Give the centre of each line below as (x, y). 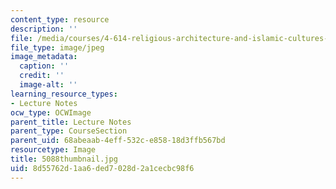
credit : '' (42, 76)
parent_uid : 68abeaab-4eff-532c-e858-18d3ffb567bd (118, 141)
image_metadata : (44, 57)
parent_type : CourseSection (69, 131)
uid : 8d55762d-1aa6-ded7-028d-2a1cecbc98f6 (102, 168)
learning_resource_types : (64, 94)
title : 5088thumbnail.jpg (64, 159)
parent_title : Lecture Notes (71, 122)
